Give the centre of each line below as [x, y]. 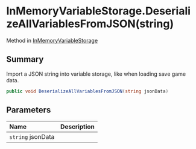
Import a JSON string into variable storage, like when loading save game [96, 74]
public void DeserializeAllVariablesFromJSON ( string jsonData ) [87, 91]
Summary [25, 59]
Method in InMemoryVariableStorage [52, 40]
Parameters [29, 110]
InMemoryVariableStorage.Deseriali [99, 11]
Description [77, 127]
